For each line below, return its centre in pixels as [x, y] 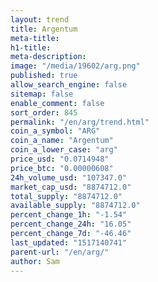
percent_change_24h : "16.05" [71, 224]
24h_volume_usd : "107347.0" [69, 177]
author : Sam [35, 261]
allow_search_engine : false [69, 85]
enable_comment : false [57, 103]
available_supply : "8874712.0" [75, 206]
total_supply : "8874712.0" [66, 196]
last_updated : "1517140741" [69, 242]
